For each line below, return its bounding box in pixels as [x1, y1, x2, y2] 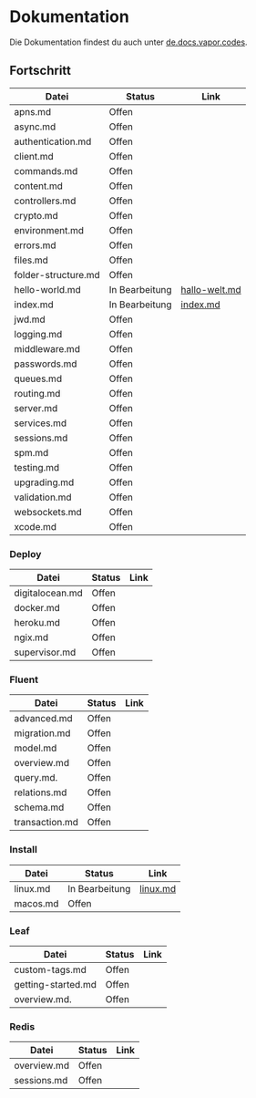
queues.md [14, 372, 62, 385]
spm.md [14, 446, 49, 459]
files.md [14, 254, 48, 266]
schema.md [14, 801, 65, 813]
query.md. [14, 772, 58, 784]
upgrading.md [14, 476, 75, 489]
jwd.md [14, 313, 46, 326]
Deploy [9, 547, 42, 560]
